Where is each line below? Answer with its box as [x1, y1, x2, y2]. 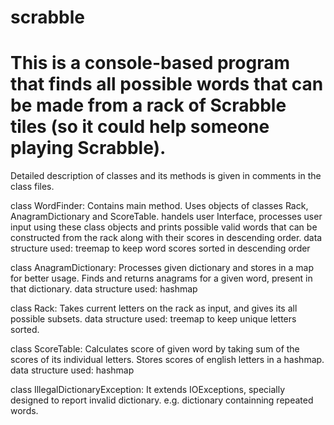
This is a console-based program [10, 52, 290, 75]
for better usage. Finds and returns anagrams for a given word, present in [10, 272, 313, 285]
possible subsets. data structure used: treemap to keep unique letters [10, 313, 297, 325]
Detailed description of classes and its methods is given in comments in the [10, 170, 322, 182]
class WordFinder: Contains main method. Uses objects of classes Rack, [10, 200, 309, 212]
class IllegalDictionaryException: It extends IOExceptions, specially [10, 384, 286, 396]
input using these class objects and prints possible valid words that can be [10, 221, 318, 233]
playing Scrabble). [10, 137, 167, 160]
